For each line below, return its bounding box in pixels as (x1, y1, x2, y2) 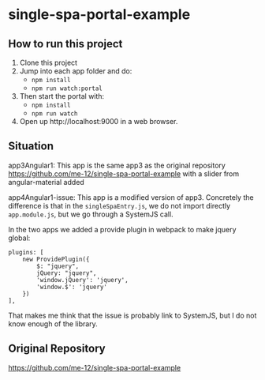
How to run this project (8, 37, 123, 51)
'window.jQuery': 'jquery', (36, 276, 129, 284)
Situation (8, 140, 54, 153)
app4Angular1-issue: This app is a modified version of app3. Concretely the (8, 192, 254, 202)
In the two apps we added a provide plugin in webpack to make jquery (8, 224, 237, 234)
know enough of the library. (8, 318, 99, 329)
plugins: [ (8, 248, 44, 256)
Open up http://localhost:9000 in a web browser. (19, 117, 178, 126)
